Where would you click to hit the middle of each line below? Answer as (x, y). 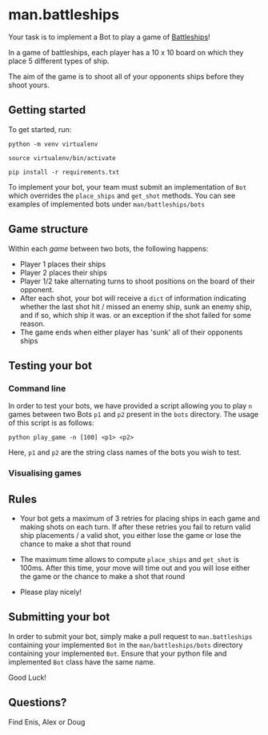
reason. (32, 323)
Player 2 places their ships (64, 272)
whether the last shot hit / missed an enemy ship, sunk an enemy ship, (136, 307)
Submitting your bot (59, 617)
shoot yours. (29, 85)
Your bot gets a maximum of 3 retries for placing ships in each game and (140, 518)
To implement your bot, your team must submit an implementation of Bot (128, 187)
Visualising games (45, 473)
